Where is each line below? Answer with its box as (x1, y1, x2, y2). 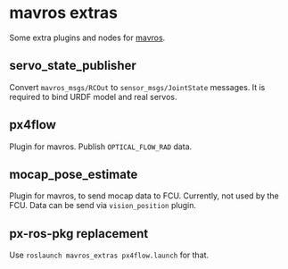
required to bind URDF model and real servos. (9, 91, 177, 102)
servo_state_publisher (9, 58, 136, 73)
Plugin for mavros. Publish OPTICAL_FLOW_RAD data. (9, 141, 193, 152)
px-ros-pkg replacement (9, 226, 149, 241)
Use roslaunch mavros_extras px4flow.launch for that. (9, 249, 210, 261)
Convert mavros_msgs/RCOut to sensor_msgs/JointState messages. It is (9, 81, 266, 92)
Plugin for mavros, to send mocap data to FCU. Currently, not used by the (9, 190, 279, 201)
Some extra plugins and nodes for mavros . (9, 32, 166, 43)
